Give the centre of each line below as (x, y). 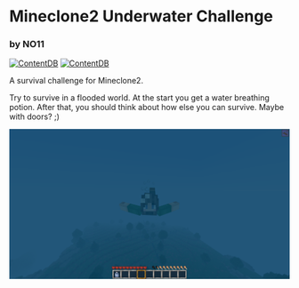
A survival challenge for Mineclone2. (77, 81)
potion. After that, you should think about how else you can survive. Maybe (147, 108)
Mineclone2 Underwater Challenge (141, 16)
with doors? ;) (35, 116)
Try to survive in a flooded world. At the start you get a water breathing (139, 98)
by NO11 (27, 44)
